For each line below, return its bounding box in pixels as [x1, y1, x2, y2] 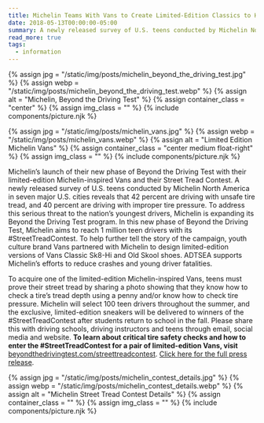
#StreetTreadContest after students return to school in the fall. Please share [8, 316, 253, 325]
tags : [8, 41, 26, 49]
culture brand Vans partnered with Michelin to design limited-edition [8, 242, 229, 252]
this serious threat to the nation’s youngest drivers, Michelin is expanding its [8, 209, 255, 218]
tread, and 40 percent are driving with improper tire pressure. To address [8, 200, 245, 209]
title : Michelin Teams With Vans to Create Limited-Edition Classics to [8, 11, 251, 20]
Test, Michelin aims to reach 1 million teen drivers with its [8, 226, 192, 234]
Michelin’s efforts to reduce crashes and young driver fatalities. [8, 259, 213, 268]
